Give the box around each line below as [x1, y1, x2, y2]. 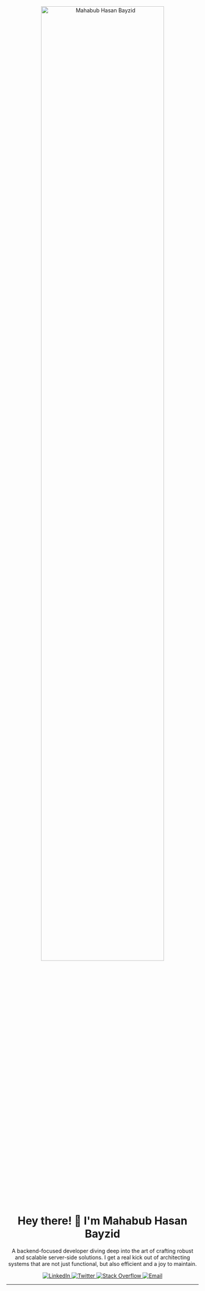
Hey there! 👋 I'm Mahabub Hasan [17, 1214, 188, 1228]
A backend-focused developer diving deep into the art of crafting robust [12, 1247, 193, 1254]
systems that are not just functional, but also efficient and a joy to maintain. [8, 1260, 197, 1267]
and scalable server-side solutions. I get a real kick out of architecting [15, 1254, 190, 1261]
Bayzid [84, 1227, 121, 1241]
